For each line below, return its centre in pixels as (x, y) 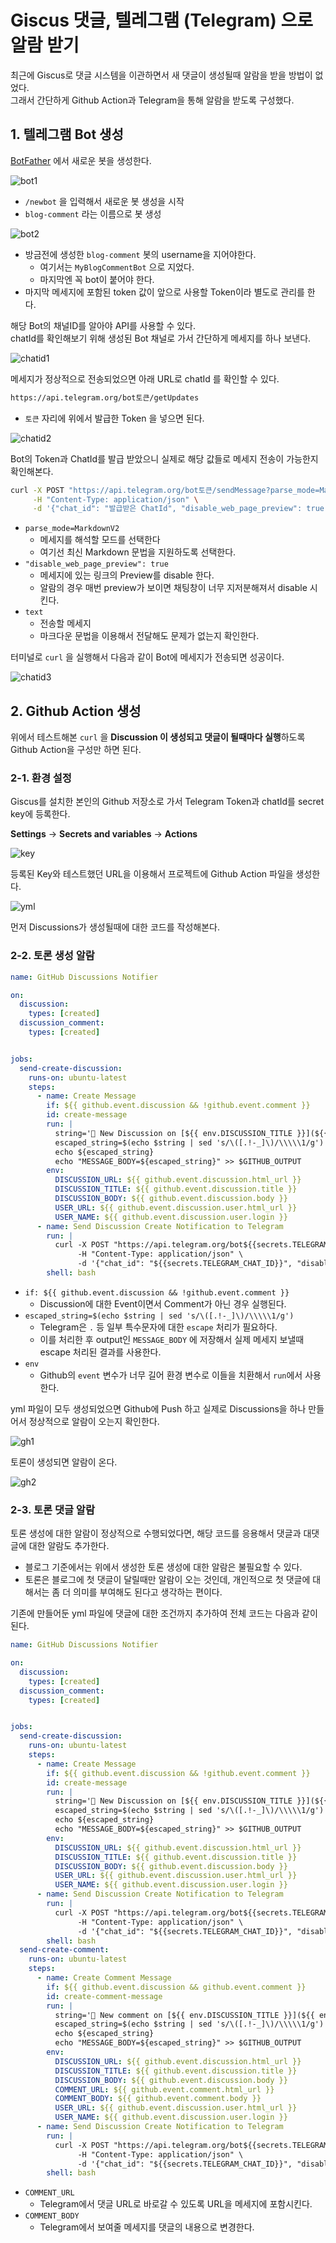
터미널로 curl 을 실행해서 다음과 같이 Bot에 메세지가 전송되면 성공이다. (147, 657)
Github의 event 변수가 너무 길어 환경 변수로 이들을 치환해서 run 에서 (171, 1375)
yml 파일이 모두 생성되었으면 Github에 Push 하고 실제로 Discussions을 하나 (158, 1408)
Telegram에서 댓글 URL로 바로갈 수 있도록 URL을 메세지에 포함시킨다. (176, 2204)
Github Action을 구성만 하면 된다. (76, 750)
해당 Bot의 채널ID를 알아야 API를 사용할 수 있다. (103, 325)
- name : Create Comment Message (104, 1978)
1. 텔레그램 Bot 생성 (67, 134)
